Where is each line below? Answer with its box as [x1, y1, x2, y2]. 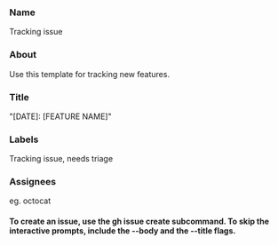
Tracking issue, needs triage [9, 154, 114, 164]
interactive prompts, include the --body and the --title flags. [9, 225, 236, 236]
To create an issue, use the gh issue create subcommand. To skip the [9, 216, 269, 227]
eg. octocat [9, 195, 52, 206]
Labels [9, 133, 39, 146]
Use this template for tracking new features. [9, 68, 171, 79]
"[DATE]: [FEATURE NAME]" [9, 111, 113, 122]
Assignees [9, 176, 56, 188]
